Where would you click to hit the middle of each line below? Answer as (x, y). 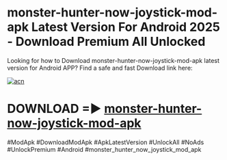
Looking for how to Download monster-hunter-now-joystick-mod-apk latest (113, 60)
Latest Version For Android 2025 (126, 27)
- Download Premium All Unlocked (106, 42)
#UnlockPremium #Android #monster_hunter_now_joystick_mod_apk (104, 149)
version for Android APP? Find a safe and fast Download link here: (100, 68)
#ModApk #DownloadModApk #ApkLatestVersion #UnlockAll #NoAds (106, 142)
